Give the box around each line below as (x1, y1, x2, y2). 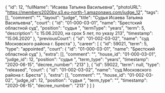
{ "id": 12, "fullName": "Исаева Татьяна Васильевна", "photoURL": (5, 4, 142, 10)
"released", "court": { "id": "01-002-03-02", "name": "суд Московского (5, 67, 152, 73)
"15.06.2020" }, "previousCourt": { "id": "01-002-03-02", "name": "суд (5, 35, 149, 41)
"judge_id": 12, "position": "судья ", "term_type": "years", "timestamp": (5, 57, 150, 62)
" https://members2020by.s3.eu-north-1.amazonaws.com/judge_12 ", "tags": (5, 9, 159, 15)
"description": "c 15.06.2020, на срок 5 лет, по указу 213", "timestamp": (5, 31, 154, 36)
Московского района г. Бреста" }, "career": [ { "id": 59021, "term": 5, (5, 41, 148, 46)
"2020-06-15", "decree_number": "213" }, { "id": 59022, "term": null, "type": (5, 62, 161, 67)
